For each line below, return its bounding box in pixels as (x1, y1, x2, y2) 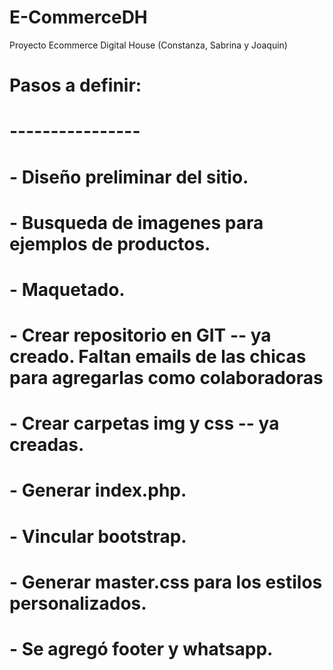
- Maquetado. (9, 278, 126, 301)
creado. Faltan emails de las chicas (9, 346, 307, 368)
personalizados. (9, 592, 147, 615)
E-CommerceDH (9, 6, 148, 29)
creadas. (9, 434, 85, 456)
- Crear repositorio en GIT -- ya (9, 324, 272, 347)
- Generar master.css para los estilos (9, 571, 323, 593)
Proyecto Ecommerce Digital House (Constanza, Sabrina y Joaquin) (9, 39, 288, 51)
